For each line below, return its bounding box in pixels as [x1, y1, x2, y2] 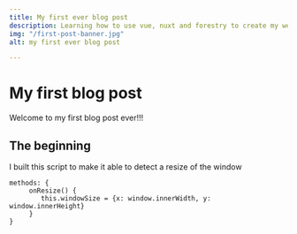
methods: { [9, 178, 49, 187]
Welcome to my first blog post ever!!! [9, 112, 144, 124]
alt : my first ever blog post [9, 37, 121, 47]
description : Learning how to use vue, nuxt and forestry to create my [9, 21, 278, 30]
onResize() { [28, 186, 77, 195]
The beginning [9, 138, 91, 153]
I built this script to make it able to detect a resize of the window [9, 162, 242, 172]
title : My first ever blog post [9, 12, 128, 22]
